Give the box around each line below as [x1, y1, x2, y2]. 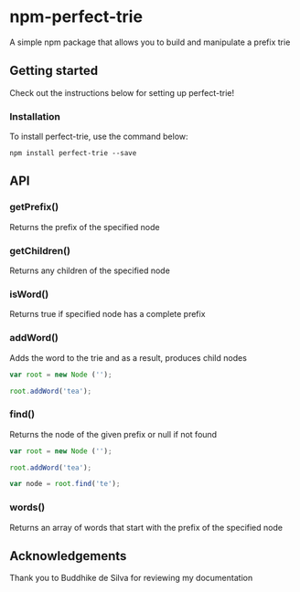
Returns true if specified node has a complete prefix [9, 309, 206, 320]
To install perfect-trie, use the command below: [9, 131, 189, 143]
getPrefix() [9, 201, 59, 214]
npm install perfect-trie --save [9, 149, 137, 158]
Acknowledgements [9, 548, 127, 564]
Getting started [9, 63, 99, 79]
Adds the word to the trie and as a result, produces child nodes [9, 352, 247, 363]
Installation [9, 110, 61, 122]
